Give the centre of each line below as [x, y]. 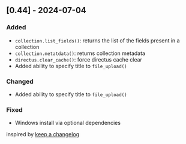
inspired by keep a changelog [43, 134]
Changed [20, 81]
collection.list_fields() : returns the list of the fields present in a [97, 40]
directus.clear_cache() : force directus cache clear [79, 59]
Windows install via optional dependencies [68, 123]
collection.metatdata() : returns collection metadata [80, 53]
